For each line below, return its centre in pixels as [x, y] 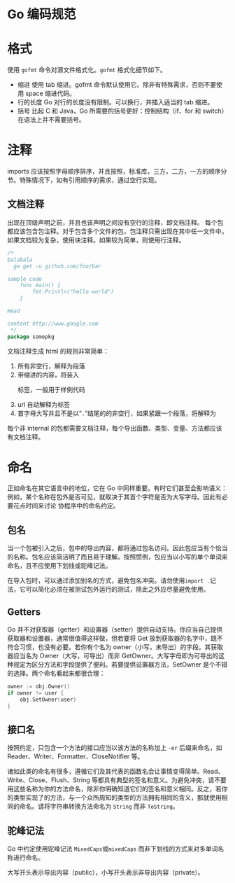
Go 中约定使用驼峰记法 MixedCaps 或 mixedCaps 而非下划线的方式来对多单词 [113, 849]
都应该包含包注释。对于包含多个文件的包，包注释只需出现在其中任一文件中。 [117, 231]
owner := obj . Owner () [39, 687]
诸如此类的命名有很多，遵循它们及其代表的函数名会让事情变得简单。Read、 [116, 772]
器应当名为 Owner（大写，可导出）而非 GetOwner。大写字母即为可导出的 [113, 656]
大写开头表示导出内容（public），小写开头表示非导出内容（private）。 [106, 872]
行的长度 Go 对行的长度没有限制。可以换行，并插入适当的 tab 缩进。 [115, 102]
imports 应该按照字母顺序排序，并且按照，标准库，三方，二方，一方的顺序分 [117, 172]
